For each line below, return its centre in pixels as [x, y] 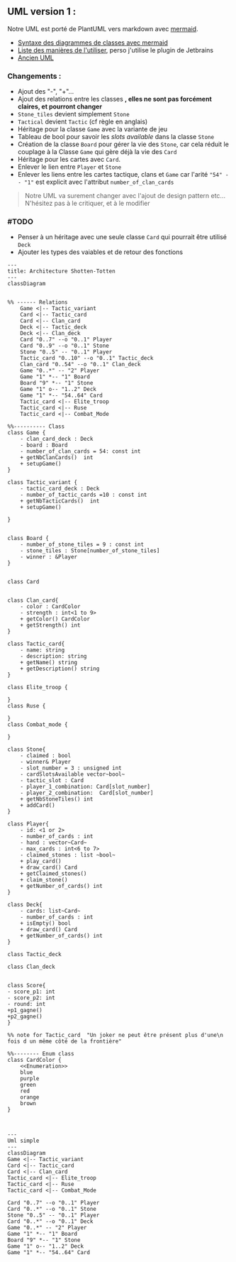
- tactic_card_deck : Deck [60, 489]
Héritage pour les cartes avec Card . [69, 160]
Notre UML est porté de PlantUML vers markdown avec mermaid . [103, 28]
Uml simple [23, 1141]
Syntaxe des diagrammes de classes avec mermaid [93, 43]
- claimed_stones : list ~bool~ [68, 855]
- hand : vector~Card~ [54, 843]
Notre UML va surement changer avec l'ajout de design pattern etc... [125, 196]
